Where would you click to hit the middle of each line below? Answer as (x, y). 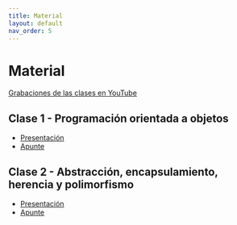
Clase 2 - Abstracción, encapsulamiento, (113, 171)
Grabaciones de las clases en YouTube (73, 93)
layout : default (35, 23)
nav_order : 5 (30, 31)
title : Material (35, 16)
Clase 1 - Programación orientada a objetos (118, 118)
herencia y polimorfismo (71, 184)
